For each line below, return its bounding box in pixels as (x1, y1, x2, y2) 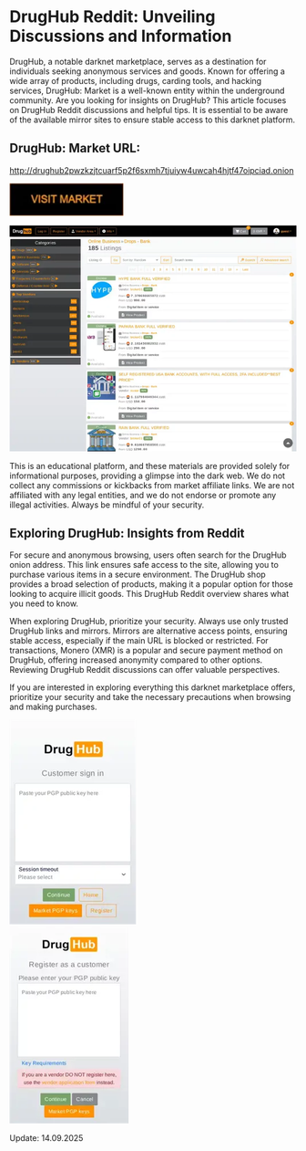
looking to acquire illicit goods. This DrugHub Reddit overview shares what (9, 589, 290, 600)
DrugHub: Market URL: (9, 141, 141, 156)
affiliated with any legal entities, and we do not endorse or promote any (9, 489, 277, 500)
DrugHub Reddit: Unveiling (9, 6, 216, 27)
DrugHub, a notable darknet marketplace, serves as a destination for (9, 56, 267, 67)
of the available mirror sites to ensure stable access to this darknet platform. (9, 114, 296, 125)
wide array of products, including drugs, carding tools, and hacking (9, 75, 262, 86)
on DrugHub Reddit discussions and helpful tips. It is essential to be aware (9, 104, 289, 115)
